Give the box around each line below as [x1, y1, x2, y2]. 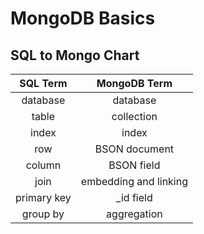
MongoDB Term [96, 77, 173, 90]
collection [111, 110, 158, 123]
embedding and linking [80, 175, 188, 188]
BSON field [108, 158, 161, 172]
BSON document [94, 142, 175, 156]
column [25, 158, 62, 172]
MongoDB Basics [10, 7, 156, 30]
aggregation [106, 207, 163, 221]
